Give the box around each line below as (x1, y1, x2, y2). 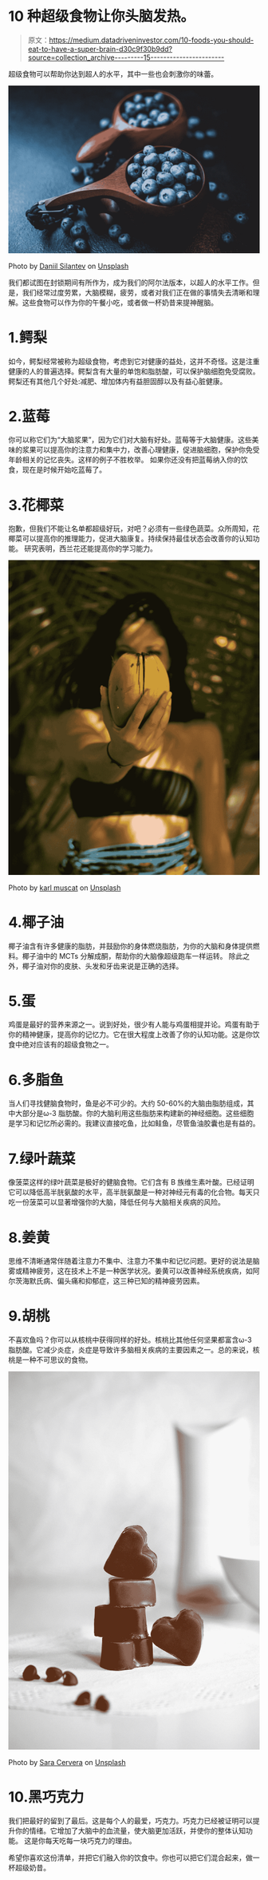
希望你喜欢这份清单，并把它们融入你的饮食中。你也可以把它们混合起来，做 (8, 1853, 253, 1862)
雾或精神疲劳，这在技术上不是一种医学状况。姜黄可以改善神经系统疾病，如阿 (8, 1266, 260, 1276)
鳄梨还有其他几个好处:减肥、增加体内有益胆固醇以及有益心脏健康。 (8, 376, 227, 386)
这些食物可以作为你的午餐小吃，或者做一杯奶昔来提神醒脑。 (22, 297, 218, 307)
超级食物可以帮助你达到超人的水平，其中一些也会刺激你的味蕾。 (8, 69, 218, 78)
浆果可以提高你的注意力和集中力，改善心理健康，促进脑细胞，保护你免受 (22, 445, 260, 455)
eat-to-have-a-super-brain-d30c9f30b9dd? (27, 44, 173, 53)
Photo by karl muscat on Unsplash (8, 883, 121, 893)
